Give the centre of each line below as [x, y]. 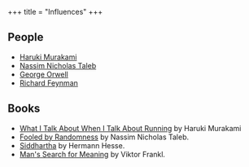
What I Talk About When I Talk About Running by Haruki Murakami [130, 128]
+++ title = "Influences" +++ [55, 12]
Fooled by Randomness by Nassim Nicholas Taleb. [104, 137]
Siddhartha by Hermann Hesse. [72, 145]
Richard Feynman [49, 83]
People [26, 37]
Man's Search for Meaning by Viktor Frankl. [92, 154]
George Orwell [44, 74]
